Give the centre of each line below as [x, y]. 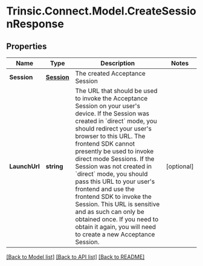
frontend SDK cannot [105, 144]
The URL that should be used [117, 91]
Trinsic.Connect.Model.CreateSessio [101, 11]
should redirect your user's [114, 128]
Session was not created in [114, 166]
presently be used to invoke [114, 151]
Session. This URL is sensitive [118, 204]
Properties [27, 46]
